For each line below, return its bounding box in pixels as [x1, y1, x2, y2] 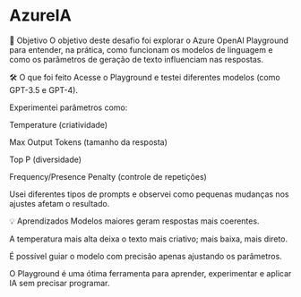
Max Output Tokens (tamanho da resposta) [9, 136, 168, 148]
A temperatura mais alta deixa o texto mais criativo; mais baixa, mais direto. [9, 233, 288, 244]
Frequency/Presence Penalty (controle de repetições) [9, 171, 208, 182]
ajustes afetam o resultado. [9, 198, 110, 208]
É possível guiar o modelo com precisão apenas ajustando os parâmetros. [9, 250, 282, 261]
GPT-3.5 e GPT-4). [9, 84, 79, 95]
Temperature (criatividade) [9, 119, 108, 130]
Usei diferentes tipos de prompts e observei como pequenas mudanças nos [9, 189, 289, 199]
